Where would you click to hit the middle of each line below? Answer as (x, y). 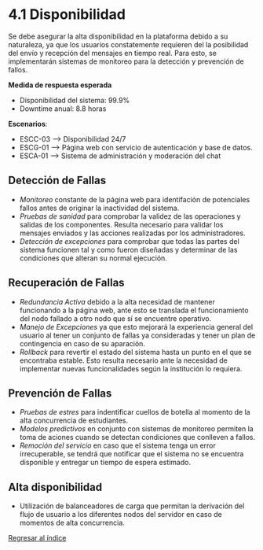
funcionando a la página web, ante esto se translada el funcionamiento (134, 310)
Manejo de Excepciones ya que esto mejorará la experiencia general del (136, 327)
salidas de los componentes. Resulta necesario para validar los (121, 224)
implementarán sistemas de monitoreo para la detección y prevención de (126, 61)
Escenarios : (28, 124)
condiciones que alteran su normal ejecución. (93, 258)
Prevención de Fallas (60, 393)
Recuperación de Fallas (66, 283)
